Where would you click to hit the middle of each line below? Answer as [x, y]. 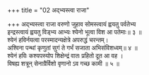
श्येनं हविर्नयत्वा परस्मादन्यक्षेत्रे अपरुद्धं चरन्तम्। [58, 40]
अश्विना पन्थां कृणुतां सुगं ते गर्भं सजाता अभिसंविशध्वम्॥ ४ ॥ [72, 48]
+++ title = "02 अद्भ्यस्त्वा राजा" [48, 10]
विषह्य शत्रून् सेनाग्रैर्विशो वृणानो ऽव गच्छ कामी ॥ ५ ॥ [64, 63]
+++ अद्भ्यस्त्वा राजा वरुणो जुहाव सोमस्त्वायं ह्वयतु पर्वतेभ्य [72, 24]
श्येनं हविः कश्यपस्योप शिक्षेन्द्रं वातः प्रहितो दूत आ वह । [65, 56]
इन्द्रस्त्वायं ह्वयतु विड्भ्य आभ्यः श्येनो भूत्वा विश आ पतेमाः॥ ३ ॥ [74, 32]
